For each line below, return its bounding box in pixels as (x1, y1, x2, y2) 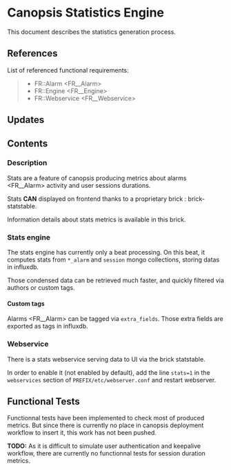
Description (7, 158, 48, 168)
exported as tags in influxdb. (7, 322, 88, 331)
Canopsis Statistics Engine (7, 5, 164, 21)
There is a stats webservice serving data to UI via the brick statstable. (7, 355, 205, 363)
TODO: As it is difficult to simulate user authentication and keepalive (7, 442, 201, 450)
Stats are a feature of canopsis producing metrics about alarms (7, 174, 187, 182)
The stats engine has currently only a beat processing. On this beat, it (7, 248, 205, 257)
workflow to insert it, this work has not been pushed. (7, 429, 157, 437)
